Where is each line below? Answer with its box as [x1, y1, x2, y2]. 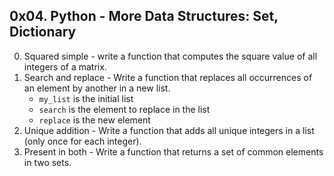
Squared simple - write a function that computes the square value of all [23, 50, 318, 62]
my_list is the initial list [38, 92, 134, 104]
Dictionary [9, 24, 77, 41]
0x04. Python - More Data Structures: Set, [9, 8, 279, 25]
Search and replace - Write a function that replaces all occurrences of [23, 71, 313, 83]
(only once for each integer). [23, 135, 142, 147]
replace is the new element [38, 114, 151, 126]
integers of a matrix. [23, 60, 107, 73]
